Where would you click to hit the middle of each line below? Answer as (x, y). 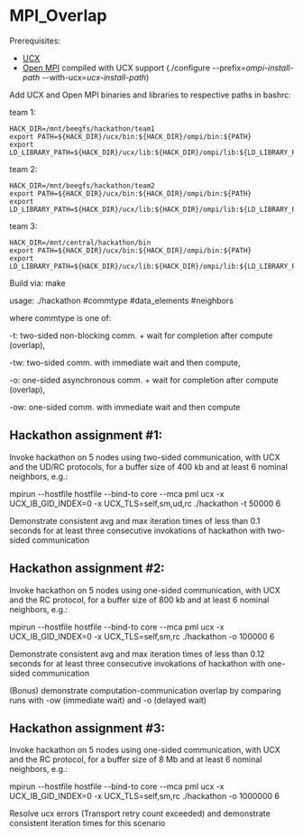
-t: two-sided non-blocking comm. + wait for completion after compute (141, 335)
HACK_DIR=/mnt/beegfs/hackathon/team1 (82, 129)
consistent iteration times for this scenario (87, 823)
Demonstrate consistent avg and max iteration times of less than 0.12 (137, 654)
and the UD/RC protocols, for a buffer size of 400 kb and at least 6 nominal (149, 466)
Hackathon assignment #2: (87, 569)
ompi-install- (270, 68)
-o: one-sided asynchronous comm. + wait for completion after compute (144, 380)
